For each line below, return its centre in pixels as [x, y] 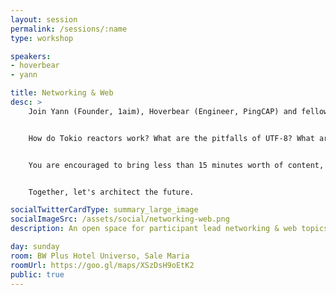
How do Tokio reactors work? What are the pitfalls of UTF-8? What [171, 138]
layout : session [44, 19]
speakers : [31, 56]
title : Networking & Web [62, 93]
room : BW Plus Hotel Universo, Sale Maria [100, 256]
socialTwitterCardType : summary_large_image [104, 210]
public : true [37, 274]
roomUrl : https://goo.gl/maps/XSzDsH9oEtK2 [102, 265]
